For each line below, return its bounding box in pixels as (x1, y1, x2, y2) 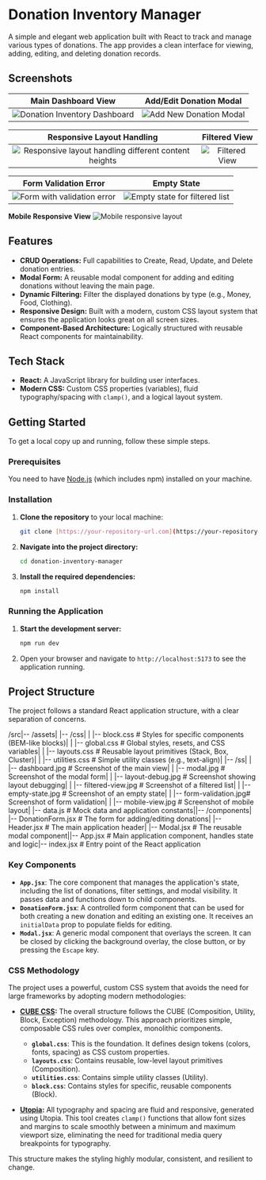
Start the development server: (19, 623, 122, 633)
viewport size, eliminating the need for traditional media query (19, 1130, 222, 1140)
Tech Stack (8, 354, 65, 368)
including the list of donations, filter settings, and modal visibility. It (19, 885, 237, 895)
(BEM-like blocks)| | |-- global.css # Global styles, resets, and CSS (8, 738, 226, 748)
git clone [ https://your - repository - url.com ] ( (19, 527, 177, 535)
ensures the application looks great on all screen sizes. (19, 314, 199, 324)
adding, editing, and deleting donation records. (8, 48, 161, 58)
